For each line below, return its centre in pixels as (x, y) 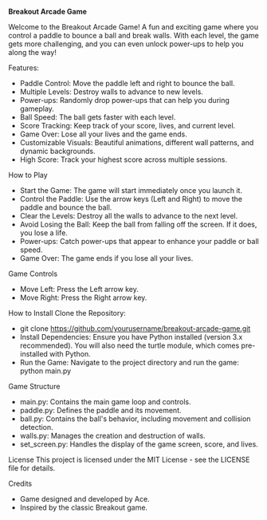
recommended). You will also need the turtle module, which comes (130, 345)
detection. (36, 427)
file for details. (32, 468)
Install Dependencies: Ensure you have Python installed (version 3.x (131, 337)
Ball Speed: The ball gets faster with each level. (98, 117)
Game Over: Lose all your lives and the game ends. (103, 134)
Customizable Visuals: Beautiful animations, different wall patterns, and (137, 142)
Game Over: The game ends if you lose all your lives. (106, 258)
